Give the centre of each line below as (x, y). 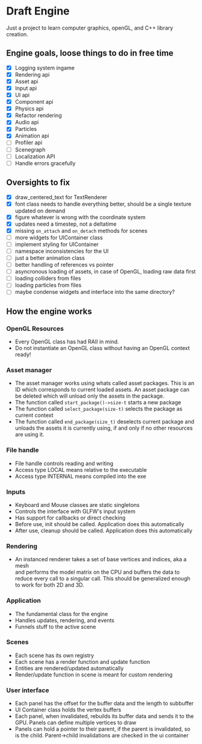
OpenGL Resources (35, 328)
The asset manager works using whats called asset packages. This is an (104, 383)
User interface (28, 690)
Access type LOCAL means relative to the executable (81, 469)
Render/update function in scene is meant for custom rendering (94, 675)
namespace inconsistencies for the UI (62, 251)
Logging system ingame (45, 68)
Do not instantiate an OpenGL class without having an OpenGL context (103, 348)
